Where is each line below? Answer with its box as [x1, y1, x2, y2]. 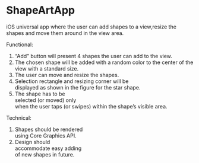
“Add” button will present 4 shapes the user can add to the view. [14, 52, 172, 59]
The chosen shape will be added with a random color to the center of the [14, 59, 194, 66]
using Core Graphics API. [14, 132, 77, 139]
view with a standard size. [14, 65, 79, 72]
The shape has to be [14, 90, 65, 97]
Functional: [6, 41, 34, 48]
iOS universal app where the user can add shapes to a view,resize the [6, 23, 177, 30]
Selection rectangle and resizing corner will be [14, 78, 129, 85]
